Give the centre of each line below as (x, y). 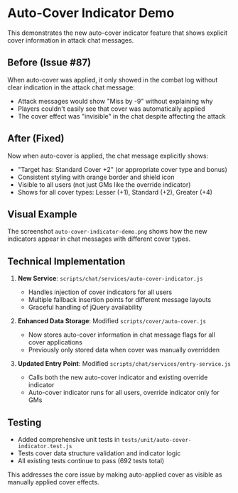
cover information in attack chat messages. (71, 40)
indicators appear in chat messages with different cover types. (99, 239)
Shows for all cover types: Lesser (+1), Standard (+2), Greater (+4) (115, 192)
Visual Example (42, 214)
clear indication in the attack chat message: (71, 87)
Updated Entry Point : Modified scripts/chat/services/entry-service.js (124, 364)
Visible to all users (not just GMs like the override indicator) (104, 184)
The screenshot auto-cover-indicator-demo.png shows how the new (107, 232)
